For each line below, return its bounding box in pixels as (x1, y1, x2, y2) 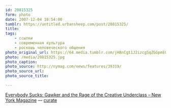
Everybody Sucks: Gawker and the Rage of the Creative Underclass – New (5, 92, 161, 98)
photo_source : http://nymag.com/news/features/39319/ (5, 64, 122, 69)
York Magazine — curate (5, 97, 58, 103)
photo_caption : (5, 59, 38, 64)
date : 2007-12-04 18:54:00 (5, 17, 63, 22)
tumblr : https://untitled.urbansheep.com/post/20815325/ (5, 21, 129, 27)
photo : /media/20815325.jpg (5, 54, 65, 60)
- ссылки (14, 36, 33, 41)
